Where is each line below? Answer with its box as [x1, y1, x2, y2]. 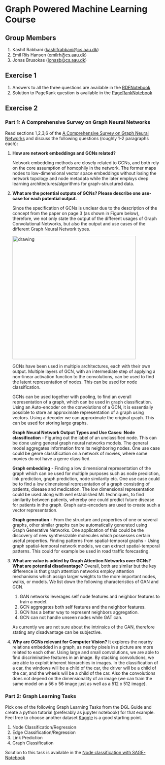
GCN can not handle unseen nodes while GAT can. [19, 614, 123, 620]
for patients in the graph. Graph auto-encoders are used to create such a [12, 502, 161, 508]
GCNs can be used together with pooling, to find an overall [12, 394, 132, 400]
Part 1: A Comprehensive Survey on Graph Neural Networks [5, 119, 151, 126]
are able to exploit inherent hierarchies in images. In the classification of [12, 659, 159, 665]
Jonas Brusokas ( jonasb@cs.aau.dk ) [12, 57, 87, 63]
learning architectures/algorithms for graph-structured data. [12, 181, 134, 186]
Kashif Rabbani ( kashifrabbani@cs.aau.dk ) [12, 47, 99, 52]
